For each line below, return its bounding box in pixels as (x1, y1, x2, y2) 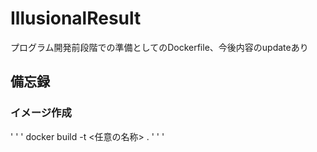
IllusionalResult (10, 7, 142, 30)
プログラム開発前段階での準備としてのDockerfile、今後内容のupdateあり (10, 41, 309, 53)
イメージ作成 (10, 106, 72, 120)
